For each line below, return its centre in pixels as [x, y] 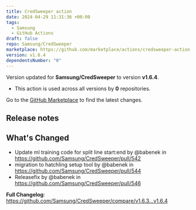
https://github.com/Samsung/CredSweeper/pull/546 [78, 183]
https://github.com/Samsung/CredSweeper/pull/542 [78, 158]
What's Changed [38, 138]
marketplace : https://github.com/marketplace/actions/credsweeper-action [98, 50]
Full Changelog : [26, 194]
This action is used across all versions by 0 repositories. [82, 88]
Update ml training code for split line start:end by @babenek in [90, 152]
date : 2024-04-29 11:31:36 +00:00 [48, 17]
